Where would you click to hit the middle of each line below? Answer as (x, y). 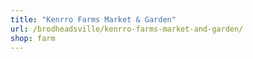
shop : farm (33, 38)
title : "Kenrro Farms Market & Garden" (93, 19)
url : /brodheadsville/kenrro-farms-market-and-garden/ (127, 29)
